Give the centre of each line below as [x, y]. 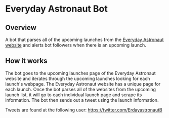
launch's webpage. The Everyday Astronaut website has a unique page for [83, 84]
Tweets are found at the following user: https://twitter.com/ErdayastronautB [84, 110]
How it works [26, 61]
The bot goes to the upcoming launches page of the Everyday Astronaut [80, 73]
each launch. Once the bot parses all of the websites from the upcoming [80, 89]
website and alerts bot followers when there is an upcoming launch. [76, 45]
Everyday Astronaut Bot [56, 9]
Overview [21, 28]
